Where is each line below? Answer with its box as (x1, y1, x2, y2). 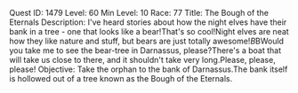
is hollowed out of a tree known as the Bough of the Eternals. (9, 74, 233, 83)
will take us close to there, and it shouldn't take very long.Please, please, (9, 55, 276, 65)
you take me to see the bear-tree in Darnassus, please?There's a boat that (9, 45, 282, 56)
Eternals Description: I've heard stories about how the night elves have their (9, 17, 287, 27)
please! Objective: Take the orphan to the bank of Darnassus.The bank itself (9, 64, 288, 74)
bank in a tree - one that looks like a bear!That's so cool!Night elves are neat (9, 27, 289, 36)
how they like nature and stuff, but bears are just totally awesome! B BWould (9, 35, 285, 46)
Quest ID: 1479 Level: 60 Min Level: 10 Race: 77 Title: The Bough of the (9, 8, 270, 18)
